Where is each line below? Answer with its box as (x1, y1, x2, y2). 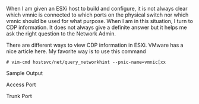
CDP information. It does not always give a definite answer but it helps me (6, 24, 187, 31)
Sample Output (6, 70, 43, 76)
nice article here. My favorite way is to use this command (6, 48, 147, 55)
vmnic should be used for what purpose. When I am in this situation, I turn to (6, 18, 193, 24)
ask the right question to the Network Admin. (6, 30, 116, 37)
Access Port (6, 81, 36, 88)
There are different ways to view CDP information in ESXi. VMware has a (6, 41, 184, 48)
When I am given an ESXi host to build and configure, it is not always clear (6, 5, 188, 12)
